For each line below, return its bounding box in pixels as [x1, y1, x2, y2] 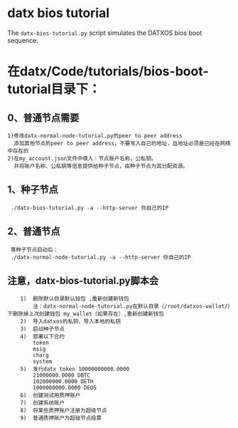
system [33, 358, 53, 365]
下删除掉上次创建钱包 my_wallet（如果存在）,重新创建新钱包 [7, 310, 165, 318]
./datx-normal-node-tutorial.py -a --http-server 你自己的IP [10, 254, 191, 261]
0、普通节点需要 [7, 112, 80, 124]
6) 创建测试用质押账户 [20, 392, 81, 400]
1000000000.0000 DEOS [33, 385, 97, 392]
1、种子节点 [7, 184, 59, 196]
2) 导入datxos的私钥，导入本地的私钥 [20, 318, 121, 325]
